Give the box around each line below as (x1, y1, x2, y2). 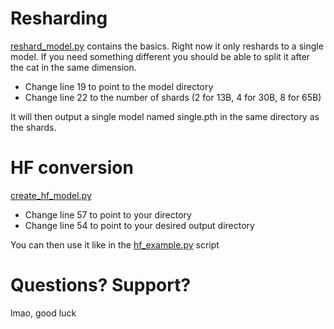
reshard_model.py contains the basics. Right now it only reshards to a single (10, 40, 324, 52)
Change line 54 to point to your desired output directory (24, 219, 255, 231)
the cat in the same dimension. (10, 61, 137, 73)
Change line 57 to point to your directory (24, 208, 192, 221)
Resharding (10, 7, 108, 30)
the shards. (10, 121, 57, 133)
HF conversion (10, 157, 134, 179)
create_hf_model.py (10, 189, 92, 201)
